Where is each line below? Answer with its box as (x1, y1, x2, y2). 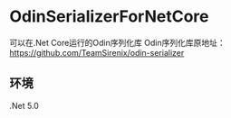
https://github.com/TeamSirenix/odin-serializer (9, 47, 185, 58)
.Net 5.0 (9, 100, 39, 111)
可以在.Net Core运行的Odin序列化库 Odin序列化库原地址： (9, 37, 226, 48)
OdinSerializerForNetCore (9, 6, 209, 27)
